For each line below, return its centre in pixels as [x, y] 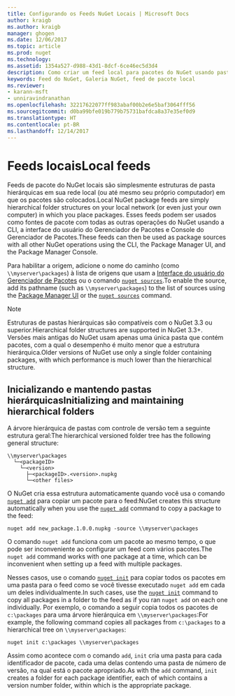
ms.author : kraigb [34, 27]
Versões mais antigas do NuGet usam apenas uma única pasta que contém [115, 338]
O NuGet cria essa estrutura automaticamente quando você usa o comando [116, 493]
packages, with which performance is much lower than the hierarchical [109, 360]
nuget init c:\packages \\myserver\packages [73, 643]
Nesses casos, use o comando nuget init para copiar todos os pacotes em [116, 578]
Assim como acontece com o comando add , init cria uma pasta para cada [115, 655]
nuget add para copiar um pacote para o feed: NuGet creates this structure [114, 501]
